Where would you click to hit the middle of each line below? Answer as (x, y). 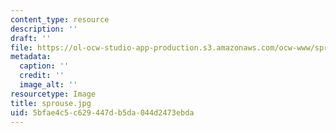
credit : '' (42, 76)
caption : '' (44, 66)
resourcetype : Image (53, 94)
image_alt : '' (48, 85)
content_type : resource (60, 19)
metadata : (31, 57)
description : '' (44, 29)
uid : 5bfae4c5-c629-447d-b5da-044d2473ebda (102, 112)
